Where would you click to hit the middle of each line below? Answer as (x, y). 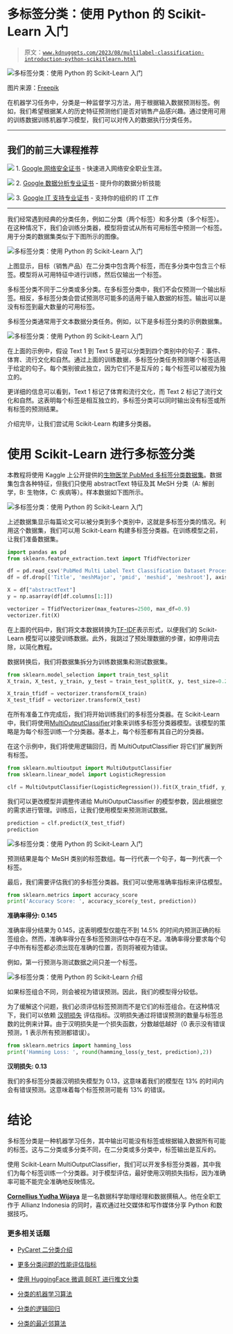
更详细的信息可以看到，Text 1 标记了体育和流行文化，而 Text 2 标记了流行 (112, 391)
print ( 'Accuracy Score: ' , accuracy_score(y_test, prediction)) (102, 901)
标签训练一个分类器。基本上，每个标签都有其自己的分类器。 (122, 732)
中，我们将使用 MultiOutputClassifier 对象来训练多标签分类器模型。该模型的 (113, 723)
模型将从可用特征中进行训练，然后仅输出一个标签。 (92, 274)
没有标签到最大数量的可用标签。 (53, 307)
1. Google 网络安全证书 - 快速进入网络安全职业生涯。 (91, 168)
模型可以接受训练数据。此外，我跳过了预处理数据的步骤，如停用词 (119, 638)
